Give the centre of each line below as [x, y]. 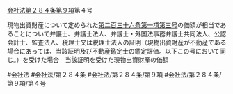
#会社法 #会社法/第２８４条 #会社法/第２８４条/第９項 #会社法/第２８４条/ [114, 75]
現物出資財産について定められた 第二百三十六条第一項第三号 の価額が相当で [114, 25]
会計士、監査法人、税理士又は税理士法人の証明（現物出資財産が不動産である [117, 42]
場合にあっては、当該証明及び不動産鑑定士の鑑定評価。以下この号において [114, 51]
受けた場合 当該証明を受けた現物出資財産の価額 [98, 60]
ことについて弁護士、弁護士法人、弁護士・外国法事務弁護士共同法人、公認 [120, 34]
